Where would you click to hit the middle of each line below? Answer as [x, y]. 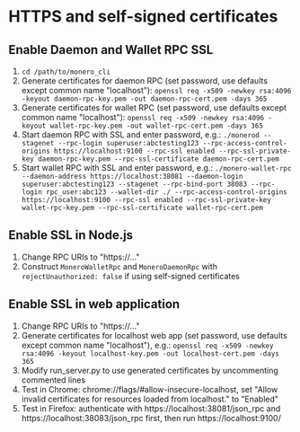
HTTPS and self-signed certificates [143, 17]
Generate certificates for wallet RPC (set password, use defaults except [154, 108]
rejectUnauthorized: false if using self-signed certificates [130, 276]
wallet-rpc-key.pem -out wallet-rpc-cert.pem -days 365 [157, 126]
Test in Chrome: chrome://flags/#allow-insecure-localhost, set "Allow [150, 389]
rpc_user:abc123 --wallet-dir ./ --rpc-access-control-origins [167, 192]
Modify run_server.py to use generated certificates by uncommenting [150, 370]
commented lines [53, 380]
